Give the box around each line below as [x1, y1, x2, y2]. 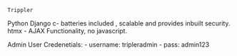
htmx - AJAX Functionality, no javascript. [7, 27, 127, 35]
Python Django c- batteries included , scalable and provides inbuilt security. [7, 19, 231, 28]
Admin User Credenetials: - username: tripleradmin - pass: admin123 [7, 40, 210, 49]
